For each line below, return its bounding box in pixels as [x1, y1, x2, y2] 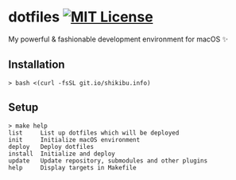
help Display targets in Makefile [8, 163, 137, 171]
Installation [8, 58, 65, 72]
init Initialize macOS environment [8, 135, 141, 143]
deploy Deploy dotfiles [8, 143, 94, 151]
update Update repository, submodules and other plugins [8, 156, 208, 165]
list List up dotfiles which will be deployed [8, 128, 180, 137]
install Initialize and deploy [8, 150, 115, 158]
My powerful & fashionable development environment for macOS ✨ [8, 34, 229, 44]
